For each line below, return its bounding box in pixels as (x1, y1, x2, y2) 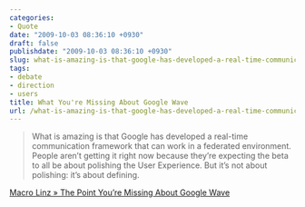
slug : (9, 55, 30, 64)
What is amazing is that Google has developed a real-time (31, 131, 249, 142)
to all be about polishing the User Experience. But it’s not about (31, 160, 268, 171)
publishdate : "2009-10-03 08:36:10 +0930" (9, 47, 172, 56)
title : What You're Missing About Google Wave (9, 97, 189, 107)
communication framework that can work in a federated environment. (31, 141, 292, 152)
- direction (9, 81, 54, 90)
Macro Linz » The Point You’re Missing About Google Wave (9, 187, 231, 198)
